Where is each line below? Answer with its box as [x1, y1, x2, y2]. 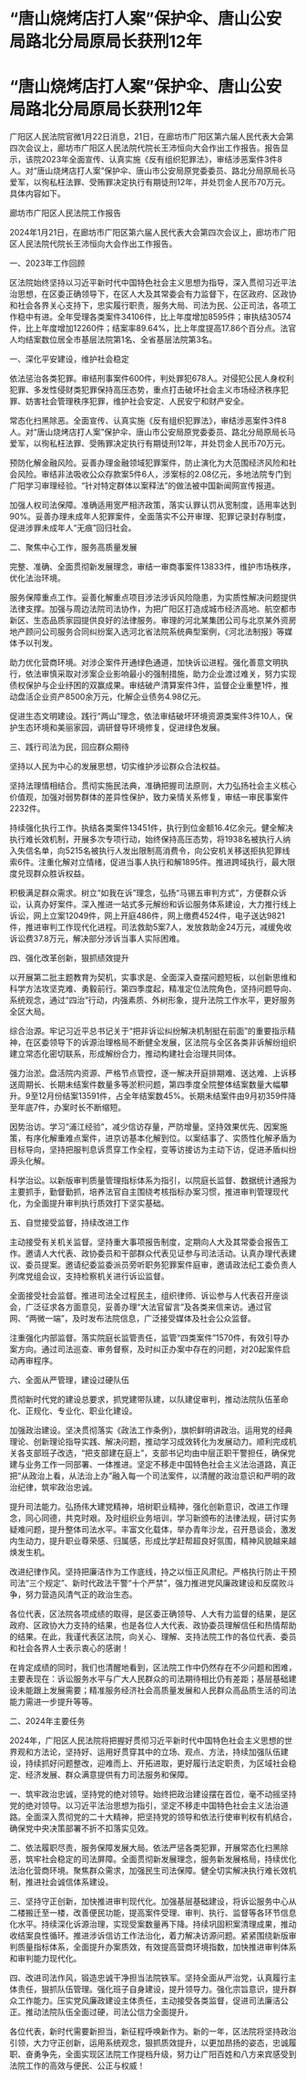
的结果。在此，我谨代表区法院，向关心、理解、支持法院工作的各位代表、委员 [9, 1631, 297, 1643]
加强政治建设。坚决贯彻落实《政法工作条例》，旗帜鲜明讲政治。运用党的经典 [9, 1425, 293, 1436]
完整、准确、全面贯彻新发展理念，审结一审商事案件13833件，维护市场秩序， [9, 561, 296, 572]
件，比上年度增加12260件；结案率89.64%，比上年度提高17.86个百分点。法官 [9, 323, 297, 334]
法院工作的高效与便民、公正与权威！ [9, 2060, 146, 2072]
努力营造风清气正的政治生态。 [25, 1589, 138, 1600]
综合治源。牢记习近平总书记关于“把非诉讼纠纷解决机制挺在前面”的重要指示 [9, 1026, 289, 1037]
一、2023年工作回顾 [9, 257, 86, 269]
